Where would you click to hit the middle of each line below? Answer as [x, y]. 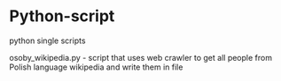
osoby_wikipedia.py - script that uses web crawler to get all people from [141, 57]
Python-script [62, 16]
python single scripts [47, 40]
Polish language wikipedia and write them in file [96, 67]
